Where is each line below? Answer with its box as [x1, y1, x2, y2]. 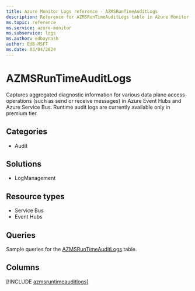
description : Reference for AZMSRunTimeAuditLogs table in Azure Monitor [6, 14, 190, 20]
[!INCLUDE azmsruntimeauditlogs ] [6, 278, 89, 285]
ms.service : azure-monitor [6, 25, 72, 31]
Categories [6, 127, 48, 137]
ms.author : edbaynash [6, 36, 59, 41]
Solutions [6, 159, 42, 169]
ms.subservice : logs [6, 30, 57, 36]
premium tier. [6, 109, 38, 117]
